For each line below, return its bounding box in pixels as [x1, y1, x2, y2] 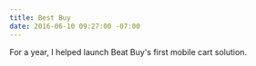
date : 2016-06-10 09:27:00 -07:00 [9, 22, 141, 31]
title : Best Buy [9, 13, 71, 23]
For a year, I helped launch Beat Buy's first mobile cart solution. [9, 46, 248, 57]
